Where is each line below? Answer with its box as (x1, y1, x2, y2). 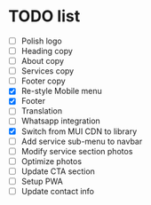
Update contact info (20, 185, 95, 196)
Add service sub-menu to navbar (20, 136, 143, 146)
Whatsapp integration (20, 115, 101, 126)
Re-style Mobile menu (20, 86, 103, 97)
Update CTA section (20, 166, 95, 177)
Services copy (20, 66, 75, 76)
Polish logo (20, 35, 63, 46)
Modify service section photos (20, 146, 133, 156)
